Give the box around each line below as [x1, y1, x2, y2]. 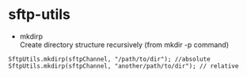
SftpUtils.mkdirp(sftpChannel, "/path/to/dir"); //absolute [8, 55, 211, 63]
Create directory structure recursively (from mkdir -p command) [19, 39, 230, 49]
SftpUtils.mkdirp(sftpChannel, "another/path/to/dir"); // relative [8, 61, 239, 70]
